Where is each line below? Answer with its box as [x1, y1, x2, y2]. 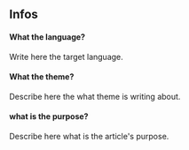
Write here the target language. [9, 51, 124, 62]
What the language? [9, 31, 86, 42]
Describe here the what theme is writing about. [9, 91, 181, 101]
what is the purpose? [9, 111, 89, 122]
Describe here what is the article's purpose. [9, 131, 169, 141]
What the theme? [9, 71, 75, 82]
